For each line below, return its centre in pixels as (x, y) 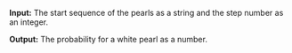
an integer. (29, 22)
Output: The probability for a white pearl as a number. (108, 39)
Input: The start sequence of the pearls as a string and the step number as (146, 13)
